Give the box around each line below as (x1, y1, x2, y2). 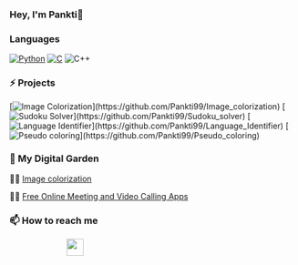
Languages (9, 32, 61, 45)
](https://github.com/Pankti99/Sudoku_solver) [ (73, 110, 251, 121)
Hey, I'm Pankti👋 (9, 8, 84, 21)
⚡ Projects (9, 76, 57, 89)
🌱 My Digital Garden (9, 152, 99, 165)
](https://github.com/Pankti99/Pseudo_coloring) (79, 129, 260, 140)
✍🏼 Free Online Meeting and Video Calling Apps (9, 190, 189, 201)
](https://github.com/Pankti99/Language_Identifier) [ (91, 120, 289, 131)
